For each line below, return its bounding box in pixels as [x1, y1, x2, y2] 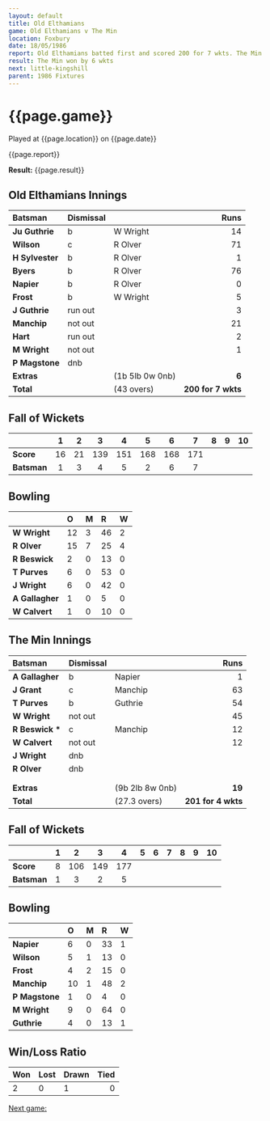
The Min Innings [8, 633, 91, 647]
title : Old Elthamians [8, 19, 85, 27]
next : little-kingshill [8, 65, 89, 73]
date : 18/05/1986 [8, 42, 67, 50]
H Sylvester [12, 252, 59, 264]
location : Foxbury [8, 34, 70, 43]
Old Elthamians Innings [8, 188, 128, 202]
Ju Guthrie [12, 226, 54, 237]
